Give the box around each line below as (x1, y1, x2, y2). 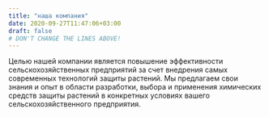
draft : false (8, 27, 53, 35)
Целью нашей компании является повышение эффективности (8, 56, 224, 66)
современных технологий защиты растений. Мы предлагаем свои (8, 73, 239, 83)
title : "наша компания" (8, 11, 89, 20)
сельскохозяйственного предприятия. (8, 99, 142, 109)
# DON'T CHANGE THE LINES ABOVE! (8, 34, 122, 43)
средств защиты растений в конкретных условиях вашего (8, 90, 211, 101)
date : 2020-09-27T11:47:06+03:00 (8, 19, 122, 27)
